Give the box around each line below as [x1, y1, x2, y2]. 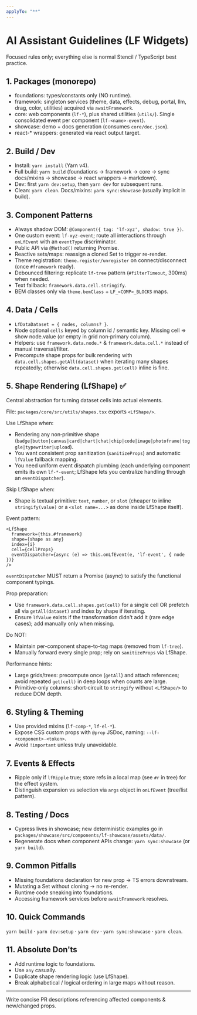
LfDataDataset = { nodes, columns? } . [14, 320, 108, 327]
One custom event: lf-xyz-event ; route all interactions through [14, 232, 166, 239]
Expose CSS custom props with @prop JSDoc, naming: [14, 729, 145, 736]
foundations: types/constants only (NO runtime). [14, 92, 132, 99]
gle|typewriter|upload [14, 444, 70, 450]
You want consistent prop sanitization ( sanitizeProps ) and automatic [14, 449, 181, 456]
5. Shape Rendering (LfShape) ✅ [6, 381, 127, 391]
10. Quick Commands [6, 912, 86, 922]
